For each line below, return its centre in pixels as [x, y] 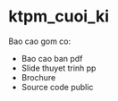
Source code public [57, 87]
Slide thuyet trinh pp [59, 68]
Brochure [38, 77]
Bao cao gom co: [40, 41]
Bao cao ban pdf [52, 58]
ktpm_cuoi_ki [59, 17]
